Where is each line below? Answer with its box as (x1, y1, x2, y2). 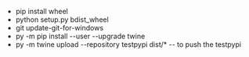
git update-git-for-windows (15, 23, 104, 32)
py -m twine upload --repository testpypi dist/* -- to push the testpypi (15, 40, 241, 49)
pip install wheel (15, 7, 68, 16)
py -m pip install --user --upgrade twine (15, 31, 146, 41)
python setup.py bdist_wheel (15, 15, 110, 24)
